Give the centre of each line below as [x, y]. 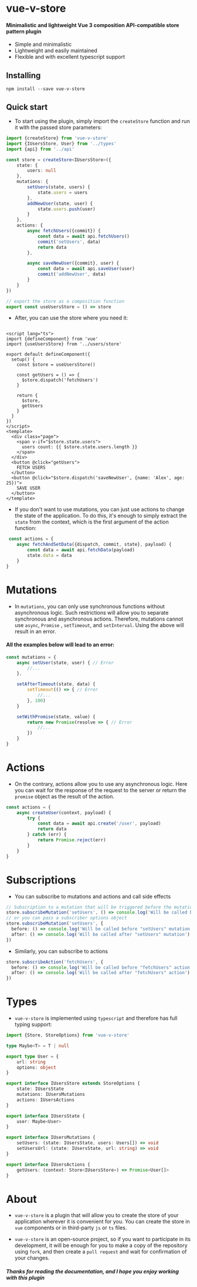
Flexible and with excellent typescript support [69, 57]
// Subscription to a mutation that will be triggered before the [89, 907]
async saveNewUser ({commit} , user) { [73, 264]
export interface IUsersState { [45, 1116]
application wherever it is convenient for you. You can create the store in [102, 1222]
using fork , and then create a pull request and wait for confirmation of [101, 1252]
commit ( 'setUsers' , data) [69, 242]
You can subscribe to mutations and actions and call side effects [93, 896]
